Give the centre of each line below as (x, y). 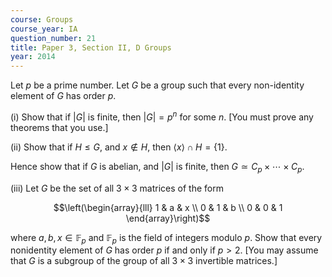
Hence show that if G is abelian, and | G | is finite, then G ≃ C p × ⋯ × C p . (157, 167)
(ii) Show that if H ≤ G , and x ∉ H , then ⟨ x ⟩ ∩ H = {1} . (119, 147)
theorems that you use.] (59, 127)
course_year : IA (44, 29)
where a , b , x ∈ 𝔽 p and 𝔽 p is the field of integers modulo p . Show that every (166, 238)
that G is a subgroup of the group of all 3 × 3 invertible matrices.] (144, 261)
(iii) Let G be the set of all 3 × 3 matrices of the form (117, 188)
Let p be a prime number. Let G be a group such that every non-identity (157, 85)
